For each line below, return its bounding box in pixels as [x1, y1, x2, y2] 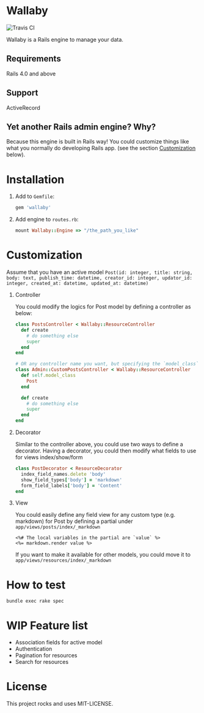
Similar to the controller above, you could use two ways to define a [15, 441, 183, 448]
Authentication [15, 645, 53, 653]
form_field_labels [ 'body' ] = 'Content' [21, 482, 123, 489]
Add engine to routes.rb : [15, 216, 79, 223]
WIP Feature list [6, 619, 89, 632]
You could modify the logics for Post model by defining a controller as [15, 303, 191, 310]
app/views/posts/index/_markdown [15, 524, 101, 530]
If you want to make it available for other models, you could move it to [15, 551, 191, 559]
